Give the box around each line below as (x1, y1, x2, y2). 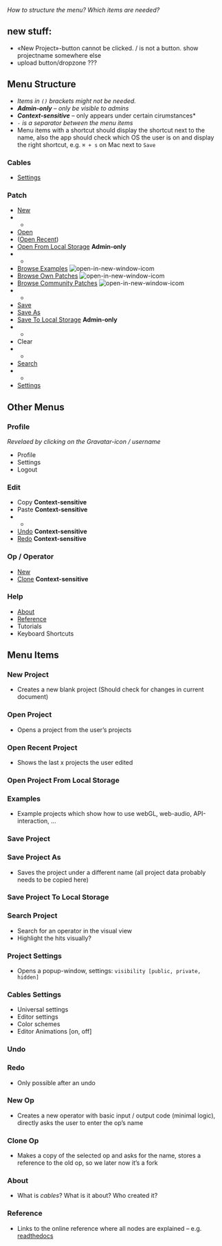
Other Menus (7, 401, 65, 413)
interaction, (16, 817, 49, 825)
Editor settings (16, 1013, 58, 1021)
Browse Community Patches (16, 279, 98, 287)
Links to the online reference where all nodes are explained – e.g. (16, 1224, 202, 1232)
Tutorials (16, 622, 43, 630)
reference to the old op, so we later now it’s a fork (16, 1159, 158, 1167)
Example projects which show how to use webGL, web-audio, (16, 810, 192, 818)
